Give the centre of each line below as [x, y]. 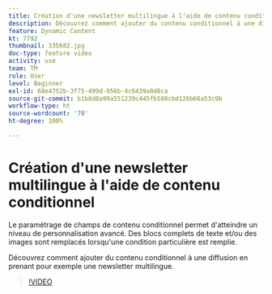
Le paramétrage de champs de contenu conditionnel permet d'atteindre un [133, 225]
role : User [27, 76]
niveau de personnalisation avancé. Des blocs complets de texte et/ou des [133, 233]
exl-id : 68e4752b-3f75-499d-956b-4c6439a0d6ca [88, 91]
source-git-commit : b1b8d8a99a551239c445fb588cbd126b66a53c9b [115, 99]
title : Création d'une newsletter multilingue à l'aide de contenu [125, 16]
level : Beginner [36, 83]
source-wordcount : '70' [49, 114]
